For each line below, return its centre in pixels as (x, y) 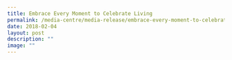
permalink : (23, 20)
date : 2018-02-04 (32, 26)
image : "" (21, 46)
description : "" (30, 39)
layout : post (26, 33)
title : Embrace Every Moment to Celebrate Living (80, 13)
